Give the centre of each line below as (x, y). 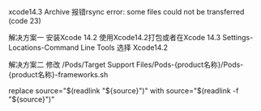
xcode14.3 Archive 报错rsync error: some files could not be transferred (126, 12)
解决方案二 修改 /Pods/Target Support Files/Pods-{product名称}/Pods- (126, 64)
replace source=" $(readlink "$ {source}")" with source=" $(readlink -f (124, 90)
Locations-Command (44, 47)
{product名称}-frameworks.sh (58, 74)
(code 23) (25, 21)
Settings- (238, 37)
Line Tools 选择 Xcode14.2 (124, 47)
